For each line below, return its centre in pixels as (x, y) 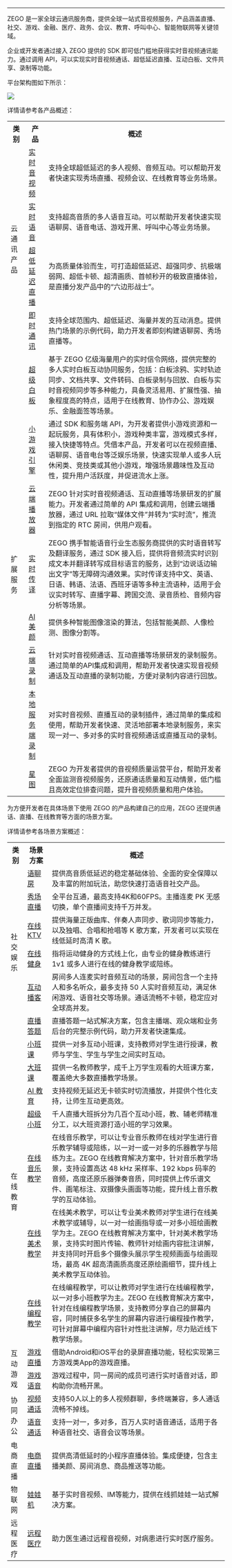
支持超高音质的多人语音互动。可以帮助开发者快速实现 (135, 217)
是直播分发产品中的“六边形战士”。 (103, 287)
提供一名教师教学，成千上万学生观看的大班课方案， (135, 1067)
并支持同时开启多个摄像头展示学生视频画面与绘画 (131, 1254)
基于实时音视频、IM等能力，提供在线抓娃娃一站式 (132, 1494)
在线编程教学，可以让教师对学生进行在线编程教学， (135, 1287)
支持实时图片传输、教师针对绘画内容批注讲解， (142, 1243)
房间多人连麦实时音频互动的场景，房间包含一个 (128, 977)
